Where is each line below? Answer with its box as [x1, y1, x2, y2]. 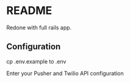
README [6, 4, 52, 18]
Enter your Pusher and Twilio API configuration [6, 70, 124, 77]
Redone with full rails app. [6, 24, 72, 31]
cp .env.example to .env [6, 57, 67, 65]
